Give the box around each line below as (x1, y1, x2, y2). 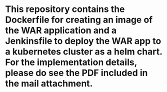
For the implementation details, (5, 56, 137, 68)
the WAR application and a (5, 25, 117, 36)
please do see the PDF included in (5, 67, 148, 78)
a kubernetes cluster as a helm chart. (5, 46, 163, 57)
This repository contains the (5, 3, 125, 15)
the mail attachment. (5, 78, 93, 89)
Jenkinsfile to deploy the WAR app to (5, 35, 162, 47)
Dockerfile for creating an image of (5, 14, 153, 25)
